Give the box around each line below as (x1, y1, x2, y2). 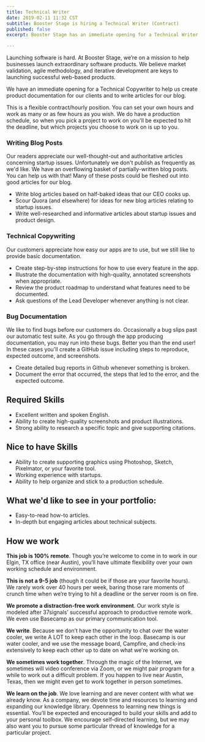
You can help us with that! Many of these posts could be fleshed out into (6, 172, 189, 180)
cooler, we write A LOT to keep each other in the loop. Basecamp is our (6, 633, 186, 641)
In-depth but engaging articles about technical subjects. (15, 518, 157, 526)
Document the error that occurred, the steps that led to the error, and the (15, 370, 199, 378)
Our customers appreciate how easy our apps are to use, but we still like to (6, 246, 195, 253)
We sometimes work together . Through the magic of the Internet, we (6, 659, 182, 666)
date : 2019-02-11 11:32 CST (6, 15, 78, 21)
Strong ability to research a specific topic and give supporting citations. (15, 424, 196, 431)
